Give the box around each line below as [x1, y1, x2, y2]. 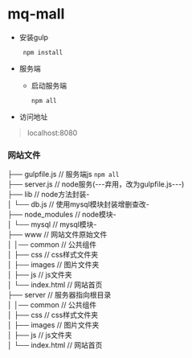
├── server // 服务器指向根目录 [7, 290, 112, 300]
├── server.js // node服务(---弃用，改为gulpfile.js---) [7, 179, 185, 189]
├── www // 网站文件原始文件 [7, 230, 108, 240]
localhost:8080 [27, 128, 78, 138]
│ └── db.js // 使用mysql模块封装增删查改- [7, 200, 150, 209]
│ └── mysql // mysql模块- [7, 220, 97, 229]
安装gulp [18, 32, 49, 42]
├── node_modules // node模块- [7, 210, 117, 220]
